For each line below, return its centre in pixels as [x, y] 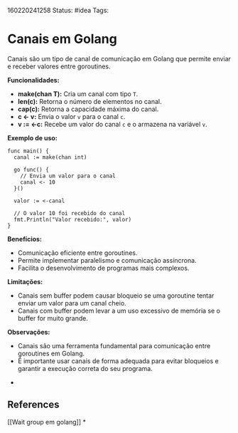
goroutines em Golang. [51, 353]
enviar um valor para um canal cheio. [72, 303]
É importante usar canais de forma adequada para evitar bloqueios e [118, 361]
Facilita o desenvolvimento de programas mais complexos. [103, 268]
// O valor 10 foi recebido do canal [70, 213]
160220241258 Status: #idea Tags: [58, 10]
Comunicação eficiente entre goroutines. [77, 253]
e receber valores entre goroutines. [59, 66]
